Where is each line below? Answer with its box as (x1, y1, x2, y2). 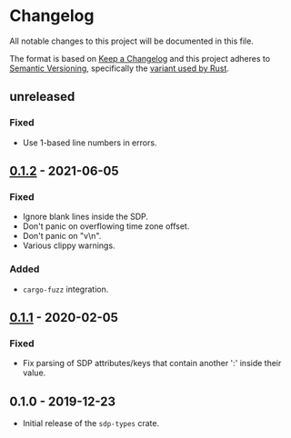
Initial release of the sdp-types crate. (22, 418, 160, 429)
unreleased (9, 89, 75, 105)
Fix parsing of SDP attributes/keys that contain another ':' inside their (22, 358, 282, 369)
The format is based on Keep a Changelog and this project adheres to (9, 53, 271, 64)
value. (22, 367, 46, 378)
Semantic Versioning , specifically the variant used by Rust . (9, 63, 230, 74)
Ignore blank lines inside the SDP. (22, 211, 148, 223)
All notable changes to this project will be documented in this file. (9, 35, 255, 46)
